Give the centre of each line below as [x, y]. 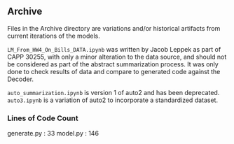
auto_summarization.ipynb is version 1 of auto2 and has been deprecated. [113, 92]
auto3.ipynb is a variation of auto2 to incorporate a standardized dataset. [113, 100]
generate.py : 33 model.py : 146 [53, 134]
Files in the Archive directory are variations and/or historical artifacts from [114, 28]
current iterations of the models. [54, 36]
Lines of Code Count [43, 118]
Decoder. [20, 79]
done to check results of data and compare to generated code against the [114, 71]
